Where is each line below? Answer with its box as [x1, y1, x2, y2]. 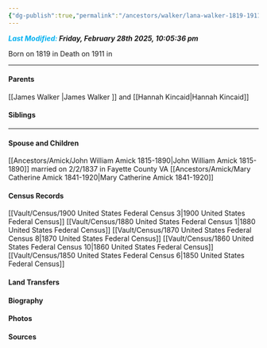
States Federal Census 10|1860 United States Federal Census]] [8, 242, 214, 252]
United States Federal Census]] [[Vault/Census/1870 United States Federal [8, 226, 252, 235]
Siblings [8, 110, 36, 120]
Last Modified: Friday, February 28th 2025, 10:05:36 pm [8, 33, 199, 43]
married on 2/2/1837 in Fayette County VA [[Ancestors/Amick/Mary [31, 164, 251, 174]
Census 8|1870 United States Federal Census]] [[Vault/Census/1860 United [8, 234, 254, 243]
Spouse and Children [8, 138, 79, 148]
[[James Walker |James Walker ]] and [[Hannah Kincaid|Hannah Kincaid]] [8, 92, 250, 102]
